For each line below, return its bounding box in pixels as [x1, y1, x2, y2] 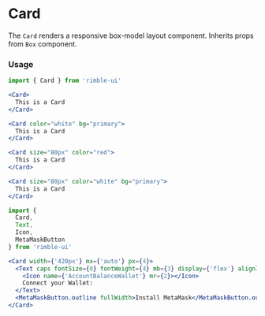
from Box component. [8, 39, 77, 48]
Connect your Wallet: [22, 279, 93, 288]
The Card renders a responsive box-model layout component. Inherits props [8, 31, 254, 40]
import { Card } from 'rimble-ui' [8, 76, 122, 85]
